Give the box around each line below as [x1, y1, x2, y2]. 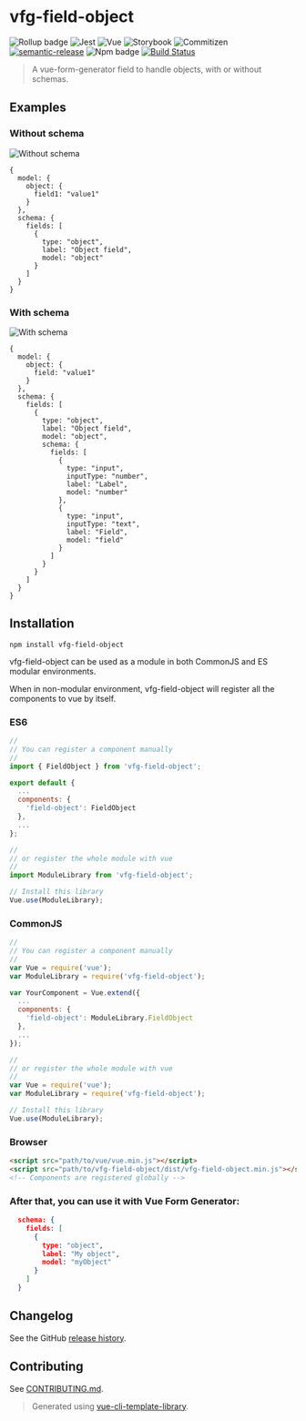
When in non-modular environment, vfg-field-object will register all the [9, 683, 275, 694]
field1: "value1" [33, 189, 100, 198]
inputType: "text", [66, 519, 141, 529]
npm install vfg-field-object [9, 640, 125, 649]
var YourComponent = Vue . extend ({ [9, 988, 141, 998]
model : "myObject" [42, 1258, 112, 1267]
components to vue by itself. [9, 693, 117, 704]
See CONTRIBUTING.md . [9, 1383, 104, 1394]
